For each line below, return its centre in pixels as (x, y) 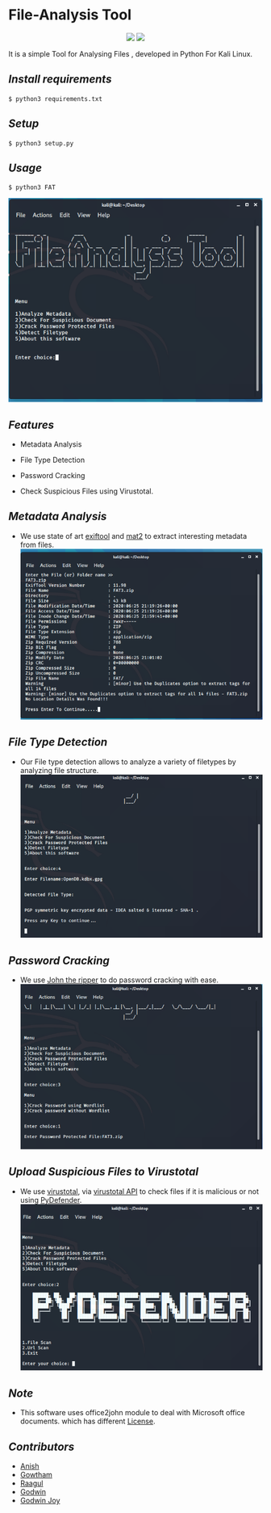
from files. (37, 544)
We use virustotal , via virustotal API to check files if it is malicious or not (140, 1191)
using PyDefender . (51, 1200)
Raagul (31, 1483)
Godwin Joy (40, 1500)
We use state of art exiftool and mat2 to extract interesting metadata (133, 536)
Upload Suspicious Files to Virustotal (104, 1172)
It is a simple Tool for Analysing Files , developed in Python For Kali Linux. (130, 53)
